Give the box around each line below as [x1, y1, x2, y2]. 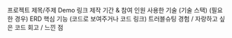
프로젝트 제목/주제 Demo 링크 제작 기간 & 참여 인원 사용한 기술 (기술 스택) [7, 6, 208, 14]
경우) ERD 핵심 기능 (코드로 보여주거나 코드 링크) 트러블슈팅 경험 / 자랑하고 [14, 15, 218, 23]
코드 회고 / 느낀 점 [14, 23, 64, 31]
